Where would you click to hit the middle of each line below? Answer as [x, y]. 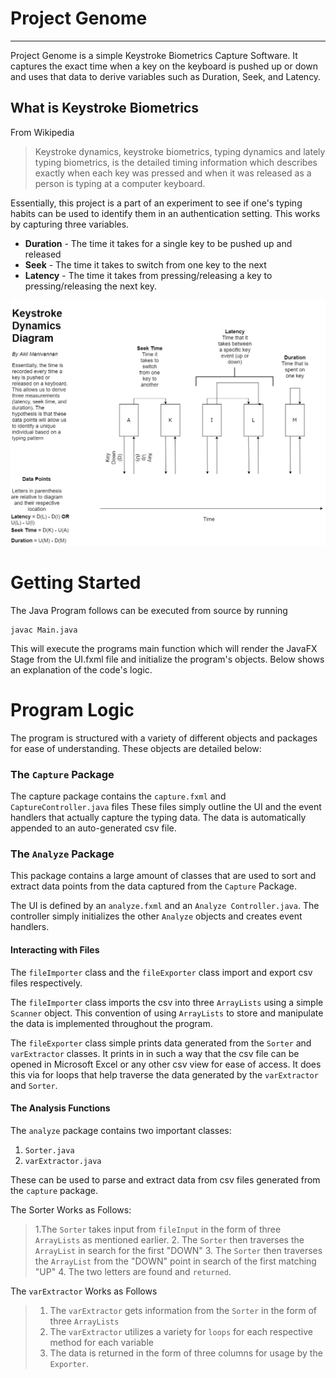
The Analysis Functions [60, 1108]
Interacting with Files [55, 950]
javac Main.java [44, 630]
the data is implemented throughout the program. [111, 1023]
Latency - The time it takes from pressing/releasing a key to [148, 275]
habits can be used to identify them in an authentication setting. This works [165, 213]
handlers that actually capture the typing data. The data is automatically [158, 818]
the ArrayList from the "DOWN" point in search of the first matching [175, 1261]
